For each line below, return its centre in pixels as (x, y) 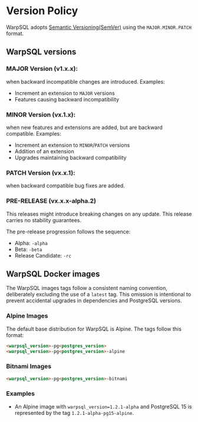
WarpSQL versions (41, 52)
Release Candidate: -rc (43, 255)
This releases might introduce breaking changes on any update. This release (99, 214)
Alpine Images (27, 316)
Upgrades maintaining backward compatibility (70, 157)
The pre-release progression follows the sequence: (68, 232)
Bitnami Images (29, 367)
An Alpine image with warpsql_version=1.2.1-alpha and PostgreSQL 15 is (103, 406)
